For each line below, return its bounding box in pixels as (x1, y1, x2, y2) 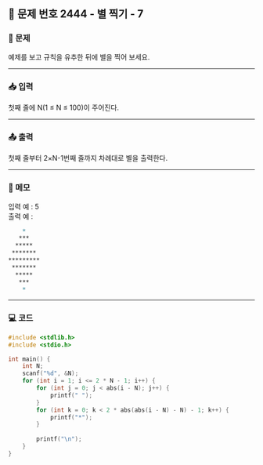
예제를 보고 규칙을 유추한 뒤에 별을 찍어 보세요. (8, 52, 150, 61)
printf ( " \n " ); (36, 435, 82, 443)
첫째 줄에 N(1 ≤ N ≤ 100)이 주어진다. (8, 103, 120, 112)
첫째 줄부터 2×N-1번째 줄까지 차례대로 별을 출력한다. (8, 154, 168, 163)
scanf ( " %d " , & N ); (22, 369, 79, 378)
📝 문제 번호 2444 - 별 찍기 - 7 (8, 7, 144, 21)
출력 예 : (8, 211, 34, 221)
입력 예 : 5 (8, 202, 39, 211)
